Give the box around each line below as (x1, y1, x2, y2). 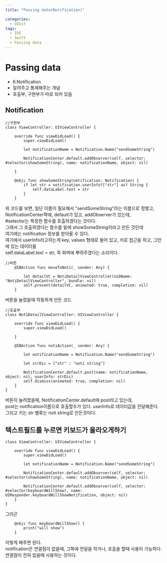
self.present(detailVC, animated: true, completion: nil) (23, 283, 148, 288)
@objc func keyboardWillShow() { (14, 521, 85, 527)
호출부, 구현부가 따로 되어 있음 (12, 91, 72, 97)
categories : (5, 16, 30, 22)
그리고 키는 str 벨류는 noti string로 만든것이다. (5, 410, 97, 416)
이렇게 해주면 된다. (5, 540, 42, 546)
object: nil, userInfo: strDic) (5, 374, 73, 379)
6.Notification (12, 78, 41, 85)
